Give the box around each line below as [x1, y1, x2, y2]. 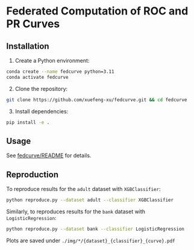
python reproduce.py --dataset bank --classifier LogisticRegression [6, 226, 185, 232]
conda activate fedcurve [6, 74, 69, 80]
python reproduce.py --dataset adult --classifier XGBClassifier [6, 197, 174, 203]
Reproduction [6, 169, 59, 180]
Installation [6, 41, 49, 51]
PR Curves [6, 17, 60, 31]
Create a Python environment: [14, 57, 90, 64]
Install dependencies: [14, 107, 69, 115]
